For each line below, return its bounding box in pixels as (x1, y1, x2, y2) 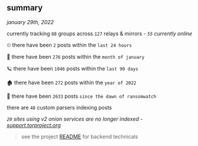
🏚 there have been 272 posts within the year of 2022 (7, 79, 137, 86)
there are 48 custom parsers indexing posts (7, 104, 112, 111)
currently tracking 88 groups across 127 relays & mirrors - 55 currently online (7, 30, 193, 37)
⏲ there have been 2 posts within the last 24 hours (7, 41, 132, 48)
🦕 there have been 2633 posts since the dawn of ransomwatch (7, 92, 157, 99)
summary (7, 3, 43, 13)
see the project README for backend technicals (21, 133, 138, 140)
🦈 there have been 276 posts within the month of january (7, 53, 145, 60)
